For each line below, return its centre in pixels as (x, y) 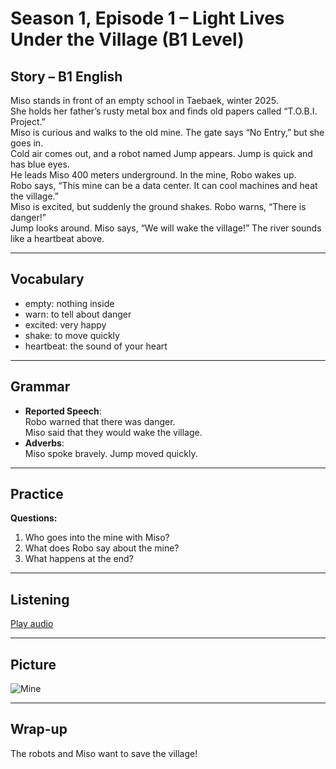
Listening (40, 599)
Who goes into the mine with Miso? (97, 538)
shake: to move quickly (72, 335)
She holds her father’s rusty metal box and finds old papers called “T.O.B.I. (164, 111)
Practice (37, 494)
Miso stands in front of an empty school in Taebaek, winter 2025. (144, 100)
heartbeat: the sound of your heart (96, 346)
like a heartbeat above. (57, 238)
